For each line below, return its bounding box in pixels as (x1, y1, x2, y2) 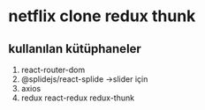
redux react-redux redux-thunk (20, 92, 134, 103)
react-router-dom (20, 64, 86, 75)
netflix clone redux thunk (8, 6, 196, 26)
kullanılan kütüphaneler (8, 41, 142, 56)
